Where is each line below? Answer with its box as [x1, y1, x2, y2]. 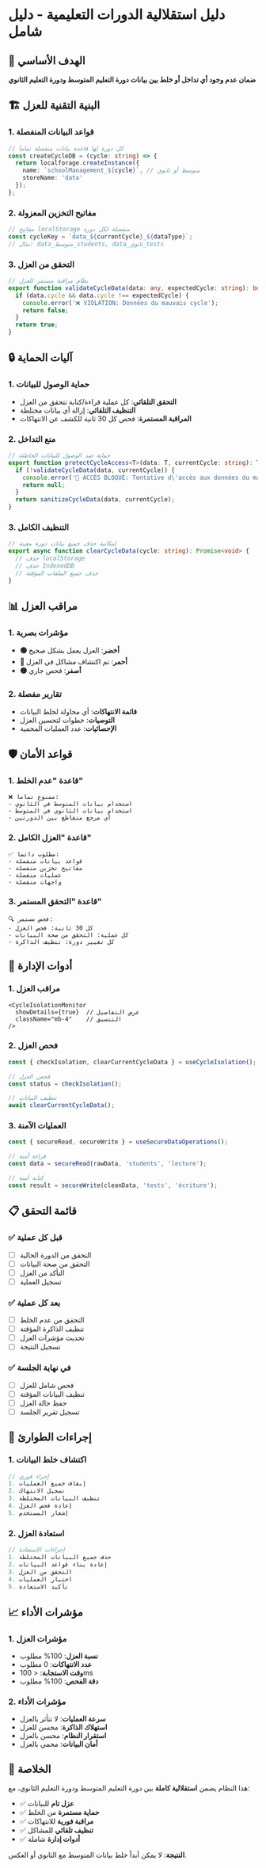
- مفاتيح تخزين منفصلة [8, 864, 83, 872]
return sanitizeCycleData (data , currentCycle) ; [15, 496, 176, 504]
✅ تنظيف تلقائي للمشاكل [19, 1825, 93, 1835]
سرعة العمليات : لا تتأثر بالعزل [19, 1714, 106, 1724]
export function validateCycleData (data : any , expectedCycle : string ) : [8, 283, 249, 292]
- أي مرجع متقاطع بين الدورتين [8, 814, 112, 822]
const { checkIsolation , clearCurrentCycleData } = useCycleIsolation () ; [8, 1058, 257, 1066]
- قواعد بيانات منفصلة [8, 857, 83, 865]
